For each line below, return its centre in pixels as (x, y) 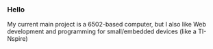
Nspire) (18, 39)
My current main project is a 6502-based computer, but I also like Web (107, 24)
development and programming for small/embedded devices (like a (102, 31)
